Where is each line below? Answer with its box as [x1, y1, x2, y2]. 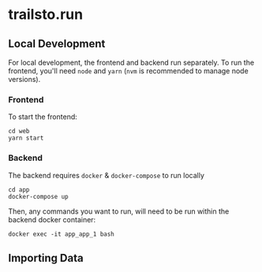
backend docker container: [8, 214, 96, 224]
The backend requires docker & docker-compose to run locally [8, 170, 205, 180]
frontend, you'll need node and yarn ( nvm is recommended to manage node [8, 66, 249, 76]
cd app [8, 185, 30, 194]
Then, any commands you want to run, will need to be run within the [8, 207, 230, 216]
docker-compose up [8, 192, 69, 200]
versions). [8, 75, 41, 84]
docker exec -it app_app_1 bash [8, 230, 114, 238]
